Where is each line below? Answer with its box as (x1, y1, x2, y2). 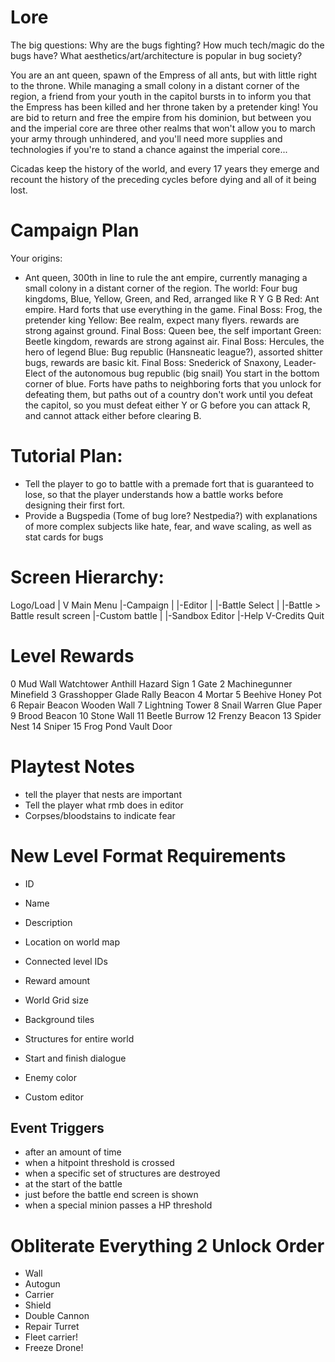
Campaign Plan (10, 219, 140, 242)
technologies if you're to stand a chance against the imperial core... (10, 143, 288, 155)
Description (24, 916, 73, 928)
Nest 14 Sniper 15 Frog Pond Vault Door (10, 720, 173, 732)
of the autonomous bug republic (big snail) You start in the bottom (48, 367, 320, 379)
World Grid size (24, 994, 89, 1006)
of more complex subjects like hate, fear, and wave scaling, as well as (24, 520, 312, 532)
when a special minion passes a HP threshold (24, 1199, 213, 1211)
